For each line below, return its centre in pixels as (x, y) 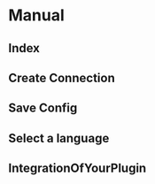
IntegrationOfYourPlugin (77, 169)
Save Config (43, 108)
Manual (37, 15)
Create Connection (62, 77)
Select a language (59, 138)
